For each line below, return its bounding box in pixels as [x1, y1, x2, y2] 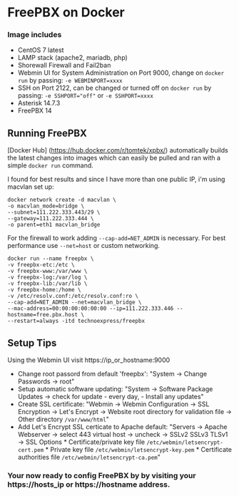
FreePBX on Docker [7, 4, 125, 21]
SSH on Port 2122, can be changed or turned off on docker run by [17, 83, 212, 93]
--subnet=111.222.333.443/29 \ [7, 209, 101, 216]
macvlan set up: [7, 182, 55, 191]
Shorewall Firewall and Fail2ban [17, 61, 111, 70]
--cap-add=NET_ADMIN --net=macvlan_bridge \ [7, 299, 142, 306]
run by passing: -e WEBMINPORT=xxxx [17, 76, 123, 85]
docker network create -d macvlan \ [7, 197, 116, 204]
